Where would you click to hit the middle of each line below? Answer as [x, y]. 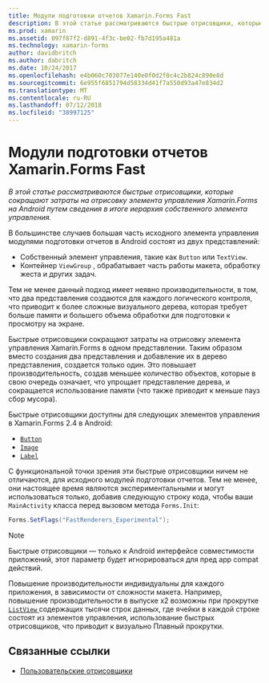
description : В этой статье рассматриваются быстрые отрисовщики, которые [136, 23]
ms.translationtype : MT [48, 90]
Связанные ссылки [59, 651]
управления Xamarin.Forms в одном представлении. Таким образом [125, 348]
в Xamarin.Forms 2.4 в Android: [61, 423]
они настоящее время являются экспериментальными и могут [116, 488]
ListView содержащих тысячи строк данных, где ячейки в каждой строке [134, 609]
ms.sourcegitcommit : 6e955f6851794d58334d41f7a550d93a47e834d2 [116, 83]
